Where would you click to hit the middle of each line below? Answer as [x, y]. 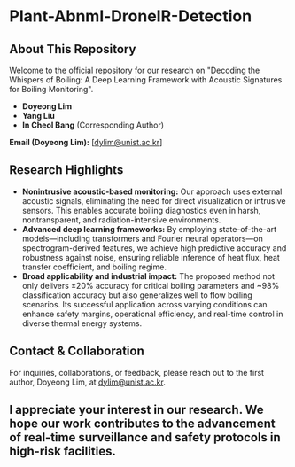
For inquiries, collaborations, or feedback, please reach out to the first [136, 372]
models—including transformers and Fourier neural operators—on [142, 238]
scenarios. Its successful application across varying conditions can [144, 304]
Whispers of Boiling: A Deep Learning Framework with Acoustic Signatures [146, 80]
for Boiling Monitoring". [51, 89]
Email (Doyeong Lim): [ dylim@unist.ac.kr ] [86, 142]
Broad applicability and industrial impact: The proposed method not [148, 276]
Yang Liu [39, 116]
